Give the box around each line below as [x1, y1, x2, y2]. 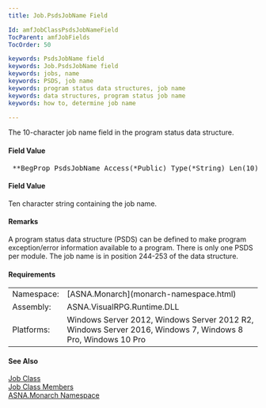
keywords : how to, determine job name [8, 99, 136, 107]
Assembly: [12, 302, 51, 313]
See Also [8, 356, 38, 365]
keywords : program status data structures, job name [8, 84, 186, 92]
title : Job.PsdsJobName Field [8, 11, 108, 20]
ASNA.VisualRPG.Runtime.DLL [66, 302, 180, 313]
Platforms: [12, 324, 50, 335]
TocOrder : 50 [8, 40, 51, 48]
